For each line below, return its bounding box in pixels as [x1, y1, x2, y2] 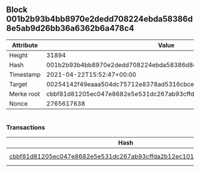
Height [9, 51, 28, 59]
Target [9, 80, 28, 88]
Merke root [9, 89, 40, 98]
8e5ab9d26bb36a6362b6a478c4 [6, 23, 135, 33]
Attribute [11, 41, 38, 49]
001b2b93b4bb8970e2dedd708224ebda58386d [6, 14, 193, 24]
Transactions [6, 123, 46, 132]
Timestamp [9, 70, 41, 79]
